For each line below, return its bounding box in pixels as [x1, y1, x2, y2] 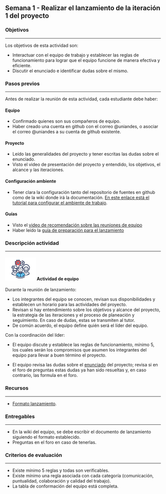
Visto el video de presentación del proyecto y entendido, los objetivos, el [12, 162, 161, 168]
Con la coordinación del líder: [5, 332, 65, 338]
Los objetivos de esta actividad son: [5, 42, 79, 48]
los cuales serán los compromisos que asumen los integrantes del [12, 347, 147, 353]
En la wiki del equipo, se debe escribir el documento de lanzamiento [12, 429, 152, 435]
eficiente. [12, 62, 32, 68]
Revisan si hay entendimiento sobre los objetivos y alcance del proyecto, [12, 307, 161, 313]
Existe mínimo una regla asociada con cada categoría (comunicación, [12, 473, 154, 479]
